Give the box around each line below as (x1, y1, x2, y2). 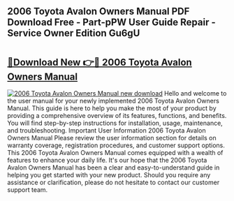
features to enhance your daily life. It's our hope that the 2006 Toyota (7, 156, 207, 164)
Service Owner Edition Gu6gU (7, 27, 140, 39)
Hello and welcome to (163, 89, 227, 97)
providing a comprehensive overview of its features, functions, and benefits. (7, 112, 227, 119)
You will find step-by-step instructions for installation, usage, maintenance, (7, 119, 224, 127)
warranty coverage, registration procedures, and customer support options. (7, 141, 226, 149)
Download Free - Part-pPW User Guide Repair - (7, 17, 217, 29)
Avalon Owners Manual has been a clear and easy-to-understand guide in (7, 163, 220, 172)
